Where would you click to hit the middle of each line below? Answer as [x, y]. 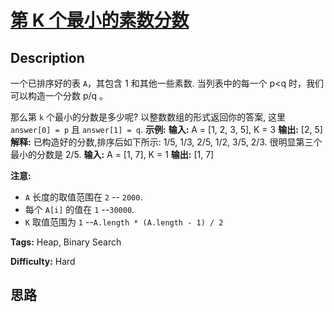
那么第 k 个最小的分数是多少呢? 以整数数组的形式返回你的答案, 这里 [148, 117]
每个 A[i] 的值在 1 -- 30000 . [79, 209]
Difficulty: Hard [43, 261]
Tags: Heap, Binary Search [66, 242]
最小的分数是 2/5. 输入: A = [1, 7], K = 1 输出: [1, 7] [112, 154]
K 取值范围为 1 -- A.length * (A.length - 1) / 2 [124, 222]
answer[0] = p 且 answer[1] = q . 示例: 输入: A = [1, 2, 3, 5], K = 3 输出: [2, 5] [166, 129]
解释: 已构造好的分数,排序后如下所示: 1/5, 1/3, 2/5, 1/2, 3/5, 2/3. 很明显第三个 [166, 142]
